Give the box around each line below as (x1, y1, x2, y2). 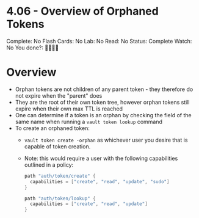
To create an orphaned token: (15, 124, 90, 132)
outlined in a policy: (24, 161, 74, 169)
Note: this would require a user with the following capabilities (24, 154, 178, 162)
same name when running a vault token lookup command (15, 118, 163, 125)
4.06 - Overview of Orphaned (6, 4, 159, 18)
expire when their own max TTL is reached (15, 105, 123, 112)
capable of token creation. (24, 142, 91, 150)
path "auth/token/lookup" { (24, 195, 96, 202)
